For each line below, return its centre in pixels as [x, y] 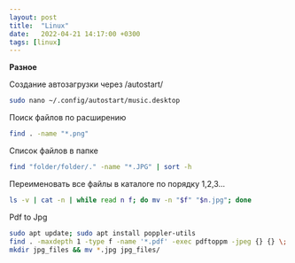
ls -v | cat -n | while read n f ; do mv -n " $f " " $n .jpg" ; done [131, 200]
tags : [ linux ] [35, 42]
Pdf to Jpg [28, 217]
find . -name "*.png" [49, 134]
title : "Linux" [39, 26]
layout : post [33, 17]
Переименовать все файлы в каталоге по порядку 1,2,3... [117, 183]
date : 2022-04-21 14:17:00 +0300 [75, 34]
